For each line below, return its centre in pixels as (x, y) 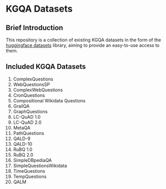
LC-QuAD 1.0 (27, 117)
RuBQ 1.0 (23, 149)
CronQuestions (29, 95)
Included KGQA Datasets (46, 67)
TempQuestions (30, 176)
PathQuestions (29, 133)
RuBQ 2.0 (23, 155)
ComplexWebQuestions (38, 90)
